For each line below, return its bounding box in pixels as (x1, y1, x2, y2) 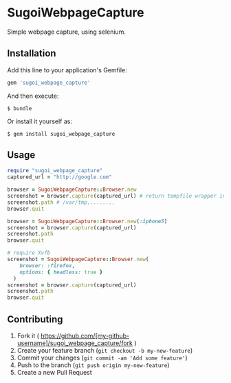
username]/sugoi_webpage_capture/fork (16, 339, 133, 347)
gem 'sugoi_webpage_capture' (7, 79, 91, 86)
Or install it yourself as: (7, 117, 72, 125)
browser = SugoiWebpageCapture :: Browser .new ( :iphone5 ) (7, 218, 168, 225)
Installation (7, 48, 56, 59)
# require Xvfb (7, 249, 51, 256)
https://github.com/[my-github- (40, 332, 129, 340)
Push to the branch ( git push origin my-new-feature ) (16, 361, 170, 369)
